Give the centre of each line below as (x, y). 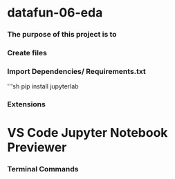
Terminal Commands (43, 169)
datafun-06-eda (55, 13)
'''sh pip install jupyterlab (43, 86)
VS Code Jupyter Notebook (87, 133)
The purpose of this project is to (62, 35)
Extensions (27, 104)
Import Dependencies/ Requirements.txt (77, 71)
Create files (27, 53)
